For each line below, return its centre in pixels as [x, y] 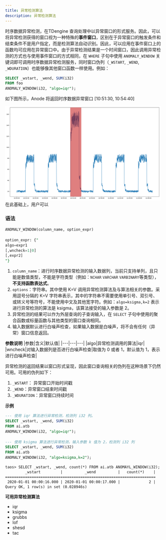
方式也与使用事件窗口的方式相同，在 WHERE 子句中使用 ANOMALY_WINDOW [84, 56]
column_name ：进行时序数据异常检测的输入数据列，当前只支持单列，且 [83, 271]
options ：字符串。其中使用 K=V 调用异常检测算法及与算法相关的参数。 [84, 290]
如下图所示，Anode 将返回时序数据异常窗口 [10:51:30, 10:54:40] [70, 98]
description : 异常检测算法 [31, 16]
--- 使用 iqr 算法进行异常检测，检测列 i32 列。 [50, 416]
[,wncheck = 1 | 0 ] [21, 250]
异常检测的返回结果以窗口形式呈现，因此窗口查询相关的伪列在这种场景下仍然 [83, 366]
